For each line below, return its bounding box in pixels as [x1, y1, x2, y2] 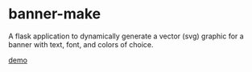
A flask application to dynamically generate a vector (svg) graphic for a [8, 31, 244, 41]
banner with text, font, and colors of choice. [8, 39, 155, 49]
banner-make [8, 5, 101, 23]
